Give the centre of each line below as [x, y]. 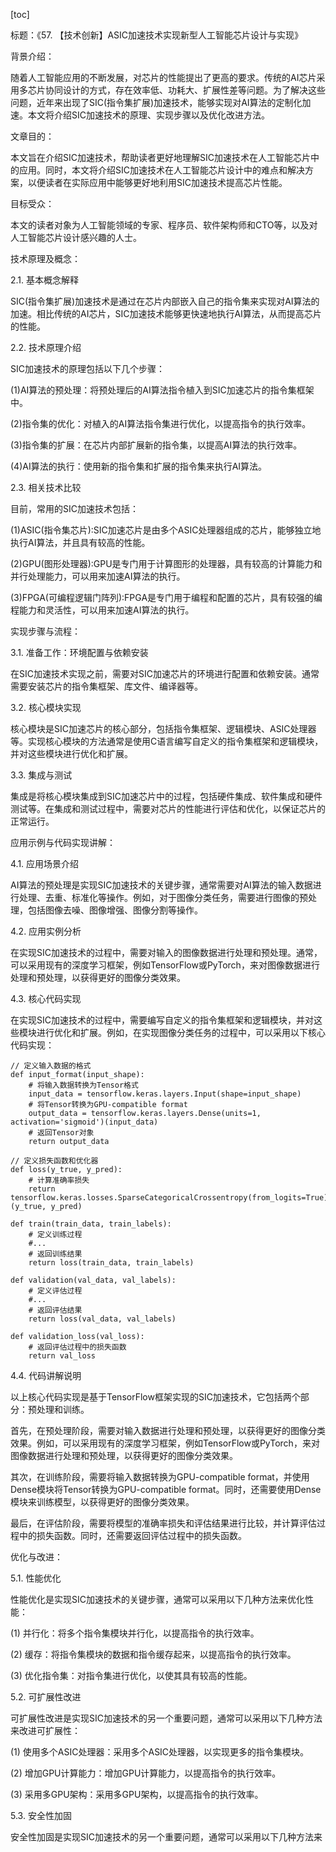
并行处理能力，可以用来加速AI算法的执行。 [98, 576]
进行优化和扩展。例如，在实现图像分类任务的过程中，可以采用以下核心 [181, 1032]
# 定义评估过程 [55, 1291]
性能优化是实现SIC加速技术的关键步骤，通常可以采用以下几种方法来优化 [157, 1599]
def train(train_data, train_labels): [91, 1224]
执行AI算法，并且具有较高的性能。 [80, 542]
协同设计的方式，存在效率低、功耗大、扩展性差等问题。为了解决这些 [185, 90]
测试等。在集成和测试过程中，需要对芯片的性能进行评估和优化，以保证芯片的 [168, 808]
